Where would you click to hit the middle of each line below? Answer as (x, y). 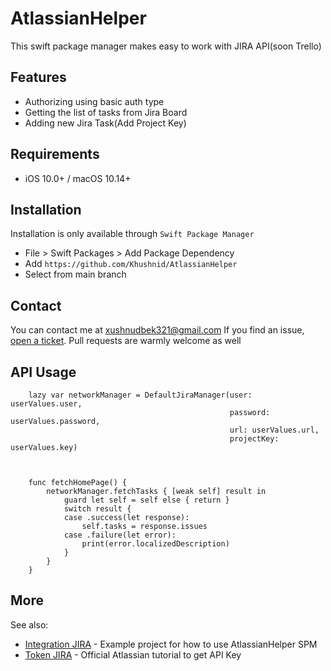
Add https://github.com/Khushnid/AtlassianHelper (131, 264)
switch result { (97, 509)
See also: (29, 624)
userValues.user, (46, 404)
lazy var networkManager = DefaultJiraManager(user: (140, 395)
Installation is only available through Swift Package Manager (132, 234)
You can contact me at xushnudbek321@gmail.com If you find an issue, (157, 330)
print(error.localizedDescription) (155, 544)
